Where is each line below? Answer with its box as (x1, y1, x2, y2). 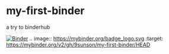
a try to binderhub (6, 23, 50, 31)
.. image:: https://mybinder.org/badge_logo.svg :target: (29, 35, 164, 42)
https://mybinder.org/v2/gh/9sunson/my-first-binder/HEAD (6, 41, 151, 48)
